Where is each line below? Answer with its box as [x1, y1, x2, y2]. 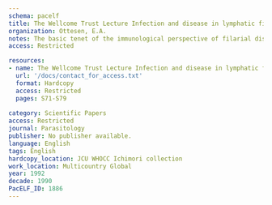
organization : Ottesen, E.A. [8, 27, 107, 35]
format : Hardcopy [15, 79, 74, 88]
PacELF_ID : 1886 [8, 185, 63, 193]
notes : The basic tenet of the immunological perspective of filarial [8, 34, 252, 43]
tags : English [8, 147, 57, 155]
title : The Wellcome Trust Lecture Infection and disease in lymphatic [8, 19, 255, 28]
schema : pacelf [8, 11, 60, 20]
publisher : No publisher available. [8, 132, 132, 140]
